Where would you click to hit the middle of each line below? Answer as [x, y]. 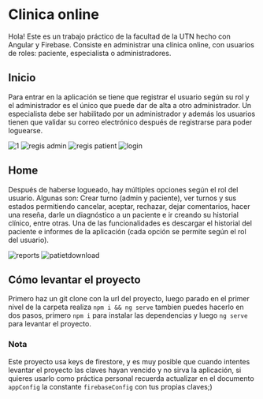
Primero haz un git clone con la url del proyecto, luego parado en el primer [129, 299]
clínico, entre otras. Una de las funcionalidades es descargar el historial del [130, 223]
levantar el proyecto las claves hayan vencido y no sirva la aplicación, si [125, 370]
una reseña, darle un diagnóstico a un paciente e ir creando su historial [123, 214]
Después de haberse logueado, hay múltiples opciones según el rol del [123, 189]
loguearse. [26, 130]
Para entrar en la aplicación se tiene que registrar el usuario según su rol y [129, 97]
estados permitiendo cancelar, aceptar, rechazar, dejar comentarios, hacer [129, 206]
